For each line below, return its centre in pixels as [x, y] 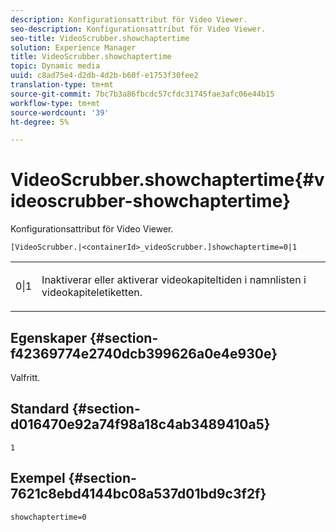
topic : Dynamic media [55, 66]
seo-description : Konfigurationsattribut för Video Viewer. [138, 29]
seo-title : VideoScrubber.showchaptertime [100, 38]
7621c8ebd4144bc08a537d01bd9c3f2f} [138, 494]
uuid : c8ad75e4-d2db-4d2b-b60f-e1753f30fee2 [104, 76]
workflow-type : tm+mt [55, 103]
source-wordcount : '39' [60, 112]
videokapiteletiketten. [92, 293]
